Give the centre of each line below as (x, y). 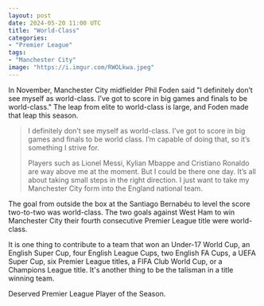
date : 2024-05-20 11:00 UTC (55, 23)
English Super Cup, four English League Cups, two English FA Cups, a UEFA (132, 253)
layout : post (30, 15)
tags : (17, 52)
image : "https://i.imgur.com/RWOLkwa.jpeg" (82, 68)
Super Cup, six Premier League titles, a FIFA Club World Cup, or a (115, 261)
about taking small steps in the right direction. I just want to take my (138, 180)
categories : (28, 38)
